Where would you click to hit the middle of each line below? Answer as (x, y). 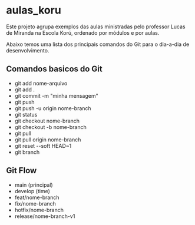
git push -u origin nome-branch (53, 108)
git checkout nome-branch (47, 121)
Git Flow (22, 171)
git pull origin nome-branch (48, 140)
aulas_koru (34, 10)
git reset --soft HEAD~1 (43, 145)
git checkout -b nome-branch (51, 127)
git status (26, 114)
